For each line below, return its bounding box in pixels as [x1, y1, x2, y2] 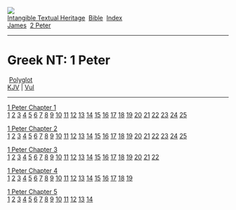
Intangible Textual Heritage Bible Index [7, 14, 123, 22]
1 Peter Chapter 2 [7, 124, 58, 133]
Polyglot [8, 75, 33, 84]
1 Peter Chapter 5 [7, 187, 58, 196]
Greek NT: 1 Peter [7, 53, 111, 68]
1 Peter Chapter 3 [7, 145, 58, 154]
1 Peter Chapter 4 [7, 166, 58, 175]
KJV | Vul [7, 83, 34, 91]
